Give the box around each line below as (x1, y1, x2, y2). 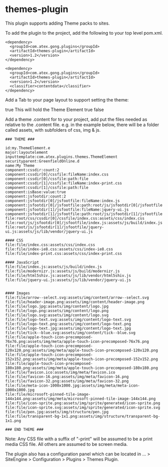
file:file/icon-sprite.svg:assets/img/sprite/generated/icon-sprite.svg (5, 405, 160, 410)
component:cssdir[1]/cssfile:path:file (5, 185, 89, 190)
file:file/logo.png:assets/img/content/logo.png (5, 308, 109, 313)
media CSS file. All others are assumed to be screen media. (5, 441, 128, 447)
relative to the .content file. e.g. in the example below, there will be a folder (5, 122, 159, 128)
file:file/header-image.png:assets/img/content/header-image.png (5, 299, 144, 305)
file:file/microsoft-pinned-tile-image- (5, 392, 91, 397)
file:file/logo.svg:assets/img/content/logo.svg (5, 313, 109, 318)
